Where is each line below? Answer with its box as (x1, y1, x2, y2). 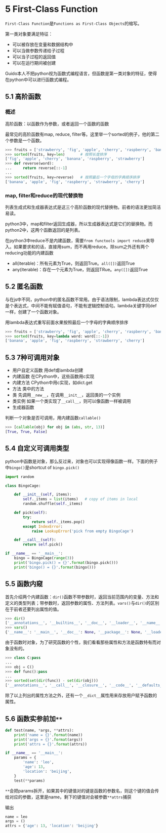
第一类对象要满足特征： (5, 31, 53, 37)
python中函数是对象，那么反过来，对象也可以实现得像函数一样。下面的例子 (5, 458, 158, 464)
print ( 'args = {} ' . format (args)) (14, 737, 83, 742)
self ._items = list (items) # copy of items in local (23, 497, 138, 502)
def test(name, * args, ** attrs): (5, 728, 74, 733)
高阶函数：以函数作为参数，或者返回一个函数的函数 (5, 121, 109, 126)
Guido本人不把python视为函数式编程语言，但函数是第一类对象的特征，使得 (5, 70, 157, 76)
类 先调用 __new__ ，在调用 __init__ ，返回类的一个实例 (12, 392, 121, 398)
